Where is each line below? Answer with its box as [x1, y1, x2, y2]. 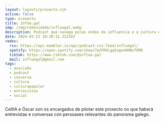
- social [9, 93, 27, 98]
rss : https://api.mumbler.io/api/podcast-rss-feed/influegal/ [9, 43, 139, 48]
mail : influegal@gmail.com [9, 57, 64, 62]
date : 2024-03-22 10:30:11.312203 [5, 35, 76, 39]
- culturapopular [9, 84, 45, 89]
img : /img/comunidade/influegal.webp [5, 25, 82, 30]
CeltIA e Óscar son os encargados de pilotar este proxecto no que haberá [5, 106, 153, 112]
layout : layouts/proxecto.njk [5, 7, 67, 12]
